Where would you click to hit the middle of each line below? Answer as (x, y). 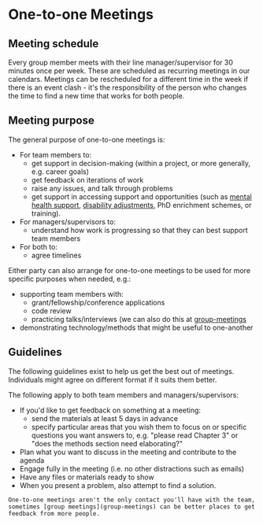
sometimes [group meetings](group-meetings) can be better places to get (132, 507)
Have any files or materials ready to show (87, 477)
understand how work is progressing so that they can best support (139, 230)
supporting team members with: (71, 294)
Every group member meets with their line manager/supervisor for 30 (121, 62)
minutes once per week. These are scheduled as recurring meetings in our (129, 71)
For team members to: (56, 154)
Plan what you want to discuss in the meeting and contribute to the (128, 452)
